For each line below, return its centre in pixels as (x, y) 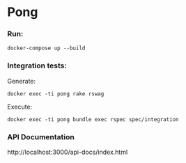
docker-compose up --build (46, 48)
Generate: (22, 81)
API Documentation (41, 137)
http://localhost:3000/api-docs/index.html (68, 152)
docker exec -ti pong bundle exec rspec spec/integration (93, 119)
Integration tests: (37, 65)
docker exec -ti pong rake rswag (56, 94)
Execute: (20, 107)
